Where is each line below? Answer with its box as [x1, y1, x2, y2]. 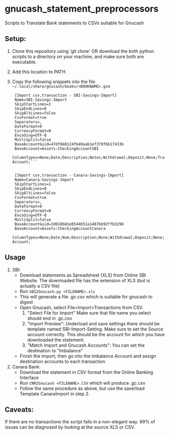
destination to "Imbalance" [27, 347, 83, 353]
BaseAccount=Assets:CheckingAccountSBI [14, 146, 99, 151]
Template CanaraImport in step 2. [19, 390, 90, 396]
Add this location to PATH [12, 69, 66, 75]
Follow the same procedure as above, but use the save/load [19, 385, 145, 391]
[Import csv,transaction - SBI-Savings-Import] [14, 92, 117, 98]
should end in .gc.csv [27, 315, 73, 321]
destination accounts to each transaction [19, 358, 105, 364]
